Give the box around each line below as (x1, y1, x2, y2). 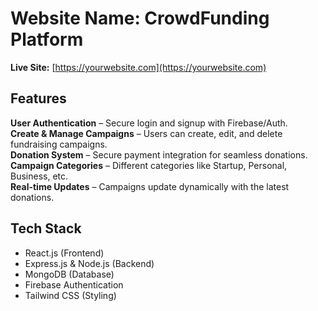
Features (10, 90, 67, 107)
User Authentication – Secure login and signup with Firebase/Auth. (10, 117, 288, 129)
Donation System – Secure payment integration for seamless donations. (10, 148, 308, 161)
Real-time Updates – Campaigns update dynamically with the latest (10, 180, 290, 192)
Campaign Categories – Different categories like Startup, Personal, (10, 159, 288, 171)
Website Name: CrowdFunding (10, 7, 270, 30)
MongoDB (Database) (24, 268, 115, 280)
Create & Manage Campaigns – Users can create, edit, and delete (10, 127, 283, 139)
